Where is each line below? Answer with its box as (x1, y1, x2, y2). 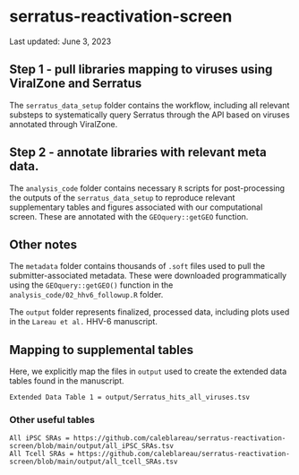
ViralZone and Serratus (9, 76, 142, 91)
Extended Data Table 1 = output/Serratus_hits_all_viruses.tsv (9, 393, 251, 402)
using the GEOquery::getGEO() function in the (9, 280, 174, 290)
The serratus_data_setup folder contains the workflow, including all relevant (9, 99, 290, 110)
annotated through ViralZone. (9, 118, 118, 129)
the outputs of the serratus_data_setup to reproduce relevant (9, 192, 235, 203)
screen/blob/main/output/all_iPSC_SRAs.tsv (9, 442, 175, 451)
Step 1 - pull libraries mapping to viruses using (9, 62, 273, 77)
